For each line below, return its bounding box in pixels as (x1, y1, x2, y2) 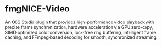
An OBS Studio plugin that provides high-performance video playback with (5, 19, 154, 25)
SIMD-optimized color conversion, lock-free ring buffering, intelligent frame (5, 29, 156, 35)
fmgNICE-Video (5, 3, 70, 14)
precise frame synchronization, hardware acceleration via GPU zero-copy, (5, 24, 154, 30)
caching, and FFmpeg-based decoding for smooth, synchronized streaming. (5, 34, 158, 40)
